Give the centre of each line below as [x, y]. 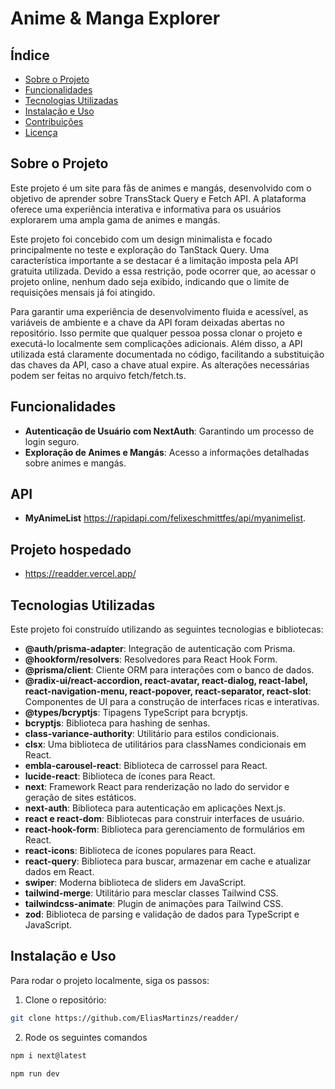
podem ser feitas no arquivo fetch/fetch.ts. [98, 375]
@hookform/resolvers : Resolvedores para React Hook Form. [151, 659]
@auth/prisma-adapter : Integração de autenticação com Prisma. [160, 649]
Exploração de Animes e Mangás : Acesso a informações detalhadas [167, 452]
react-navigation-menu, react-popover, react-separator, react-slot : [168, 691]
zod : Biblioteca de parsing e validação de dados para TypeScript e [162, 914]
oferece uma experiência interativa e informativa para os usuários [146, 209]
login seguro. [52, 441]
